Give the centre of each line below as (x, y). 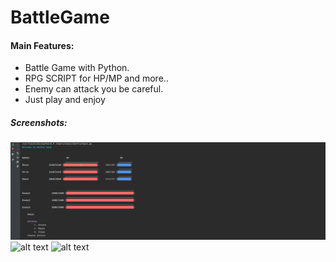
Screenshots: (39, 122)
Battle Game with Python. (77, 68)
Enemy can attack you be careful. (94, 89)
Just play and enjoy (65, 100)
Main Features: (42, 45)
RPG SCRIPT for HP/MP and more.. (96, 78)
